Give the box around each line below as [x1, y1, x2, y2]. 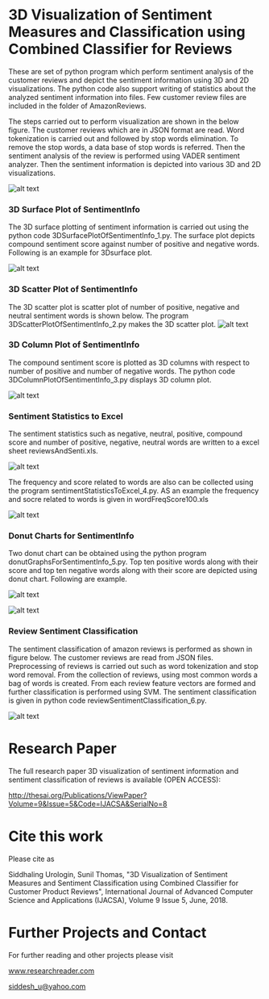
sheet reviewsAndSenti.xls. [8, 446, 98, 456]
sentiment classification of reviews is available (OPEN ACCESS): [8, 775, 221, 784]
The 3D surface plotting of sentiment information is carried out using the [8, 222, 250, 232]
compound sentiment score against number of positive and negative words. [8, 240, 259, 249]
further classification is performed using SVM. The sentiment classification [8, 687, 257, 696]
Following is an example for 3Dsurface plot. [8, 248, 153, 257]
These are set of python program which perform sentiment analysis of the [8, 66, 254, 76]
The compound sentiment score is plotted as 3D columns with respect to [8, 357, 250, 367]
